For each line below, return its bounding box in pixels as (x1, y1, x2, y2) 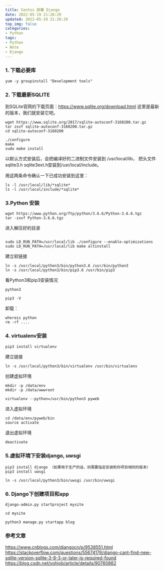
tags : (5, 36, 16, 41)
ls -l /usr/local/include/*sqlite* (5, 187, 79, 192)
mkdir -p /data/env (5, 383, 46, 388)
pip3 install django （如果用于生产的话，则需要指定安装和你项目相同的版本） (5, 465, 151, 470)
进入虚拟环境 (5, 405, 31, 412)
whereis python (5, 315, 37, 320)
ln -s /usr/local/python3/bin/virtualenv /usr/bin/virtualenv (5, 364, 137, 369)
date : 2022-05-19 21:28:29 (5, 12, 61, 17)
